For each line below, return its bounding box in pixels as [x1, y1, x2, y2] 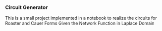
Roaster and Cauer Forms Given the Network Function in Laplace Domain [5, 20, 155, 26]
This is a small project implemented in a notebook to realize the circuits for [5, 15, 157, 21]
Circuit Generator [5, 4, 48, 11]
